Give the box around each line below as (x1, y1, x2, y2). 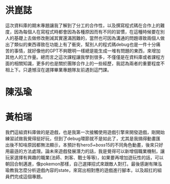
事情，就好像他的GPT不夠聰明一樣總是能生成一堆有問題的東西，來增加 (14, 48, 161, 54)
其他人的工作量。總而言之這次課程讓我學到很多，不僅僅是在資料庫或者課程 (5, 54, 160, 60)
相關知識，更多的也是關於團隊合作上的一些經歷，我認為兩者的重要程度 (14, 60, 160, 66)
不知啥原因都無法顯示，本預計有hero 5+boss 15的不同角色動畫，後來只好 (14, 142, 163, 148)
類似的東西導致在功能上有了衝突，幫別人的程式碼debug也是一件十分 (14, 41, 156, 47)
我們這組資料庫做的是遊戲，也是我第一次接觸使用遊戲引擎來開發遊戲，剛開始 (5, 129, 165, 135)
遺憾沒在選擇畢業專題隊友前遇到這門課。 (27, 66, 112, 72)
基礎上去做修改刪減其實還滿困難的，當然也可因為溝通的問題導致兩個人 (14, 35, 160, 41)
